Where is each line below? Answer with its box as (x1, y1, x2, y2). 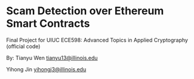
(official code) (6, 43, 41, 50)
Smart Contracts (6, 17, 91, 30)
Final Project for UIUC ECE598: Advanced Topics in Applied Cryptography (6, 36, 188, 43)
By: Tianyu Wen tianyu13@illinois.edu (6, 54, 98, 61)
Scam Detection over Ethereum (6, 4, 164, 18)
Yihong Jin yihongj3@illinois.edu (6, 65, 87, 72)
